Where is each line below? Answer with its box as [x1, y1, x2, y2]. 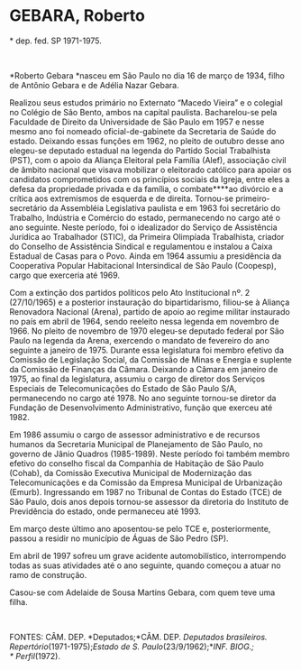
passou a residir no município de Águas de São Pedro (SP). [9, 533, 229, 544]
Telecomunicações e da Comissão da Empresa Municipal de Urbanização [9, 477, 283, 488]
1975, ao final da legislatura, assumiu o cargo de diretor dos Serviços [9, 373, 266, 384]
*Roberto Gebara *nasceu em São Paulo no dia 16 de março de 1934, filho [9, 69, 286, 81]
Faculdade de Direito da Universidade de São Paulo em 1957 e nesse [9, 116, 265, 127]
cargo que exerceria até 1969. [9, 270, 120, 280]
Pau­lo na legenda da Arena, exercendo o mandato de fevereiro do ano [9, 335, 270, 345]
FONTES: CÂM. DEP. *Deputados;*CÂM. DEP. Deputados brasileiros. [9, 631, 268, 642]
